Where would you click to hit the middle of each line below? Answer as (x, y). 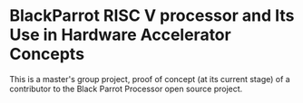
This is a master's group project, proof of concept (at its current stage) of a (150, 79)
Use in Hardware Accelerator (120, 35)
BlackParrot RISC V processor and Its (152, 16)
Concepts (47, 54)
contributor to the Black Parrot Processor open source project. (126, 89)
